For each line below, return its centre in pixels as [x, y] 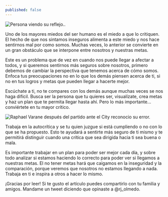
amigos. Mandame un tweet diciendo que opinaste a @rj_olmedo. [73, 189]
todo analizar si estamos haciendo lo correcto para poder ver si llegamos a [82, 158]
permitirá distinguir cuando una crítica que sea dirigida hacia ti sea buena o [83, 137]
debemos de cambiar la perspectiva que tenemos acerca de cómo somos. [82, 71]
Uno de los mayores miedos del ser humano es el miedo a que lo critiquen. [82, 34]
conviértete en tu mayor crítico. [38, 107]
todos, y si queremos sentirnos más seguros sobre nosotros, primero [76, 65]
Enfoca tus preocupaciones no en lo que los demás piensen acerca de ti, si [83, 76]
